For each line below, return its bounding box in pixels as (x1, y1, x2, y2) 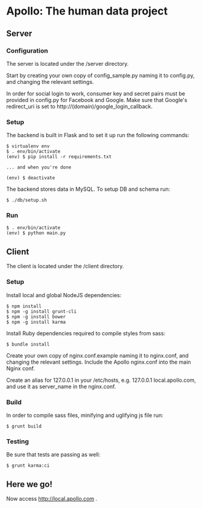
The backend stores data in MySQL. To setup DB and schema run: (6, 185, 171, 193)
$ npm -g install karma (6, 319, 66, 325)
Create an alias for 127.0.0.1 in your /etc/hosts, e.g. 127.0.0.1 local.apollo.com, (6, 376, 196, 384)
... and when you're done (6, 164, 71, 170)
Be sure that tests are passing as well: (6, 451, 101, 458)
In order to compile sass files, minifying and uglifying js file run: (6, 411, 164, 419)
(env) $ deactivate (6, 175, 55, 181)
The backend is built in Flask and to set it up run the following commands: (6, 132, 190, 139)
